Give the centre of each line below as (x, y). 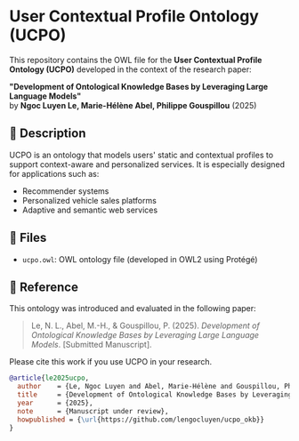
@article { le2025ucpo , (49, 378)
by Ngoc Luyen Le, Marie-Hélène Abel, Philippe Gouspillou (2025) (133, 105)
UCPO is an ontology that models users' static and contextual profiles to (141, 155)
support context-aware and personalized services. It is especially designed (147, 164)
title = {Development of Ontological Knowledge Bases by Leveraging (155, 395)
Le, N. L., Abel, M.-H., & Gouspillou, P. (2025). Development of (145, 325)
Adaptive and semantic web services (90, 210)
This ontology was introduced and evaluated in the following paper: (133, 309)
